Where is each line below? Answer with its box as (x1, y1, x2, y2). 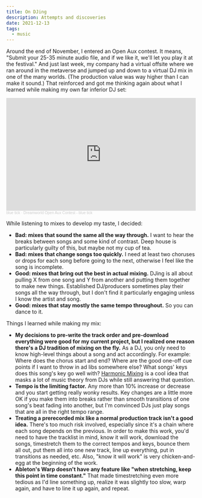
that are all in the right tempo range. (14, 408, 104, 416)
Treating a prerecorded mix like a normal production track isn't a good (14, 414, 194, 422)
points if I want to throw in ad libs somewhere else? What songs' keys (14, 363, 188, 370)
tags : (6, 25, 20, 32)
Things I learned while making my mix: (6, 320, 102, 327)
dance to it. (14, 308, 43, 316)
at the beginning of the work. (26, 460, 98, 467)
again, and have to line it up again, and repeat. (14, 485, 130, 492)
